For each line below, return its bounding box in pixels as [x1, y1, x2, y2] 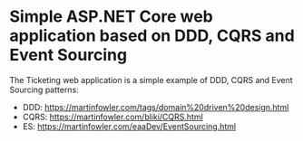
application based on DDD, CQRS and [9, 25, 295, 46]
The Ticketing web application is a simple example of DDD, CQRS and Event [9, 74, 293, 85]
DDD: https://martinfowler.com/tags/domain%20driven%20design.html [22, 101, 289, 112]
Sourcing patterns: [9, 84, 79, 95]
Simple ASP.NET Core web [9, 6, 213, 27]
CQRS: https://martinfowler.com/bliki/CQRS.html [22, 111, 204, 122]
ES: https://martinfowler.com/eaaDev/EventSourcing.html [22, 120, 237, 132]
